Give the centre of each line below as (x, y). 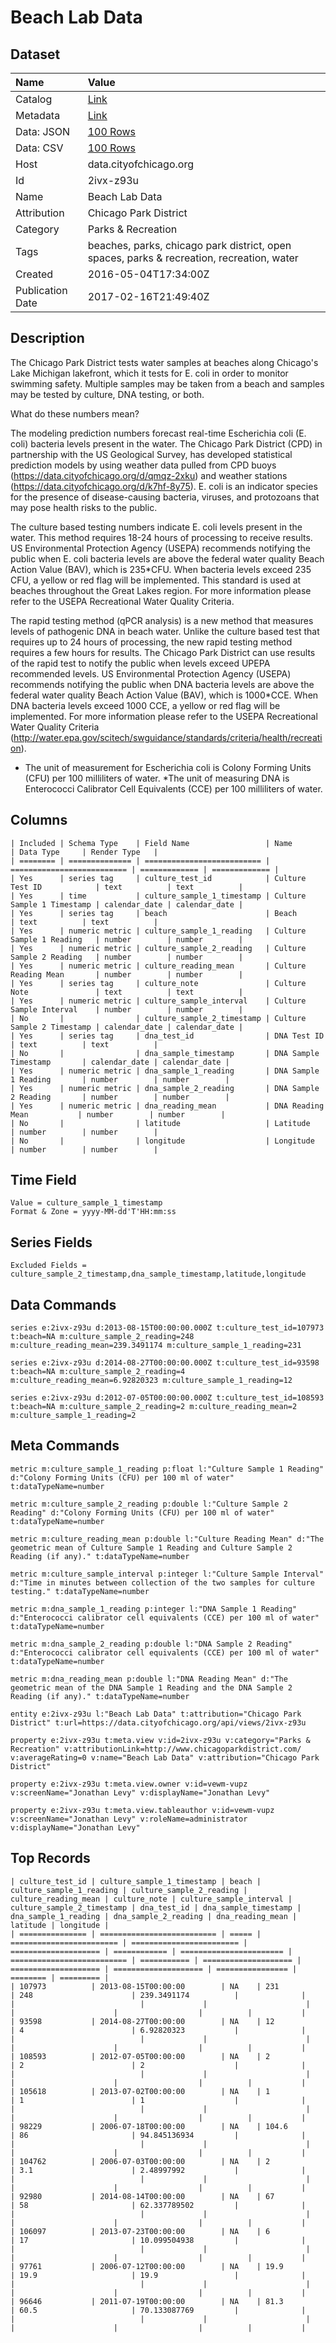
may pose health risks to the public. (84, 507)
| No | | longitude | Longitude (162, 1141)
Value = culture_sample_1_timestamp (86, 1203)
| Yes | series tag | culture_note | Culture (158, 983)
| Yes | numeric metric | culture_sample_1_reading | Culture (158, 931)
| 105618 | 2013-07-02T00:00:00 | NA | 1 (140, 2091)
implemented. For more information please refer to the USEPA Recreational (164, 716)
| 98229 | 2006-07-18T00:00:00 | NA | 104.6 (149, 2126)
